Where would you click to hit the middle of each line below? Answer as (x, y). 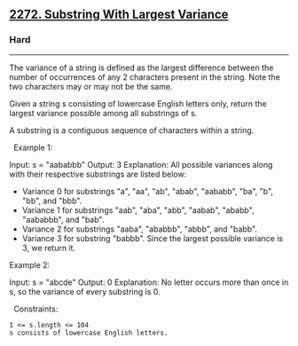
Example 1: (33, 147)
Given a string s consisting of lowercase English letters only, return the (138, 103)
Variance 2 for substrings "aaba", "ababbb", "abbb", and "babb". (139, 229)
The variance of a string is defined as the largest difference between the (141, 67)
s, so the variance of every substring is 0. (85, 291)
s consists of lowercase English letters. (89, 333)
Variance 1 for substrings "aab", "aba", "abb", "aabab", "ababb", (138, 210)
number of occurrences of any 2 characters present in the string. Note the (145, 77)
